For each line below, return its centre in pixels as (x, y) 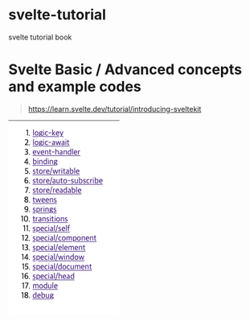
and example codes (75, 87)
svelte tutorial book (40, 37)
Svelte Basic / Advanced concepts (125, 70)
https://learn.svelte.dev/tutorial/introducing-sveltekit (115, 109)
